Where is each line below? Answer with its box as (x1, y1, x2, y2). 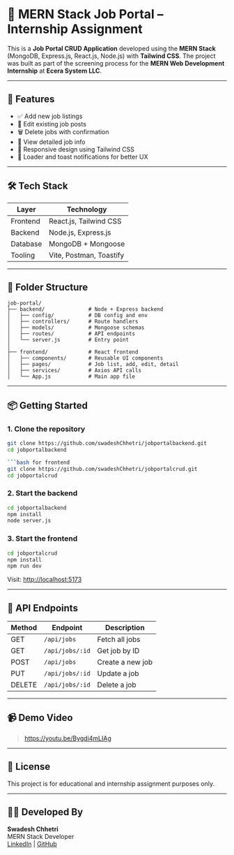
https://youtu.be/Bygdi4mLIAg (24, 733, 111, 743)
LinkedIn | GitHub (7, 840, 57, 848)
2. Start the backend (7, 488, 78, 498)
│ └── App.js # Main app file (7, 373, 136, 380)
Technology (66, 204, 107, 214)
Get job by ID (97, 646, 140, 656)
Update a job (97, 668, 139, 678)
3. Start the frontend (7, 534, 78, 543)
